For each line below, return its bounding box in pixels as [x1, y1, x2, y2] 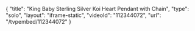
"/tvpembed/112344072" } [5, 18, 71, 25]
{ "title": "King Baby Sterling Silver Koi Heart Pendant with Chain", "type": [5, 5, 190, 12]
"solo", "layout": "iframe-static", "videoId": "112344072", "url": [5, 12, 161, 19]
